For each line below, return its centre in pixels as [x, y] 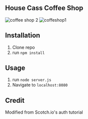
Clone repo [24, 47]
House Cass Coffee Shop [44, 8]
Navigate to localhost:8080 [40, 85]
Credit [15, 100]
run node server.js [32, 80]
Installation [23, 36]
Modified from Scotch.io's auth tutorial [44, 112]
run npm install [29, 52]
